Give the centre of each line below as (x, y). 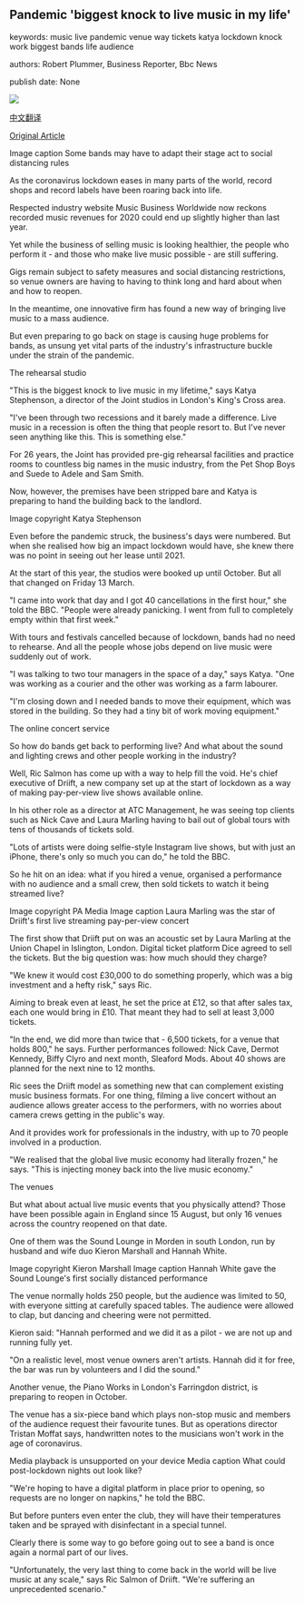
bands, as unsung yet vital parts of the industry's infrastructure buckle (141, 345)
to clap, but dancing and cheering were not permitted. (110, 1314)
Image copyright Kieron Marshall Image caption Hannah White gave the (143, 1268)
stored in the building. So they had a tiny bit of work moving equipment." (144, 711)
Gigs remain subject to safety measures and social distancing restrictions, (147, 271)
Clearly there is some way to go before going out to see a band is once (142, 1542)
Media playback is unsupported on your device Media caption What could (147, 1460)
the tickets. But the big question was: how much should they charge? (138, 958)
